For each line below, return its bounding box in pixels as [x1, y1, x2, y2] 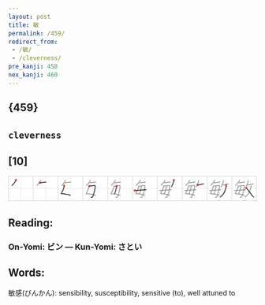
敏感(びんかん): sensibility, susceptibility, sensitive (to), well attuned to [8, 288, 236, 297]
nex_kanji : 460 [8, 71, 58, 79]
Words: [8, 266, 45, 280]
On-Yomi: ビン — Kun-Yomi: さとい [8, 241, 143, 252]
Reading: [8, 216, 54, 229]
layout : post [8, 13, 51, 20]
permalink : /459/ [8, 29, 65, 37]
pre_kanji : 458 [8, 63, 58, 71]
